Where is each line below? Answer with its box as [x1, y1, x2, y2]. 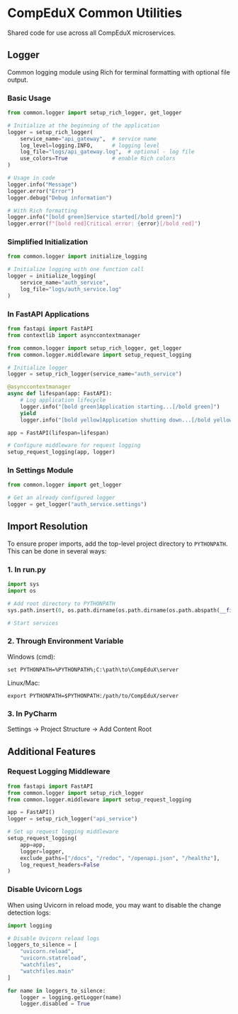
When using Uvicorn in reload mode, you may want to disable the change [7, 900, 222, 909]
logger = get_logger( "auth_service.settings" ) [7, 501, 147, 508]
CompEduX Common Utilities [7, 5, 183, 21]
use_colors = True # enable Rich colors [20, 155, 176, 162]
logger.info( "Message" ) [7, 181, 78, 188]
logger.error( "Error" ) [7, 187, 74, 194]
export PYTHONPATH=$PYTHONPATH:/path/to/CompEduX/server [7, 692, 179, 700]
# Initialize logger [7, 364, 69, 371]
